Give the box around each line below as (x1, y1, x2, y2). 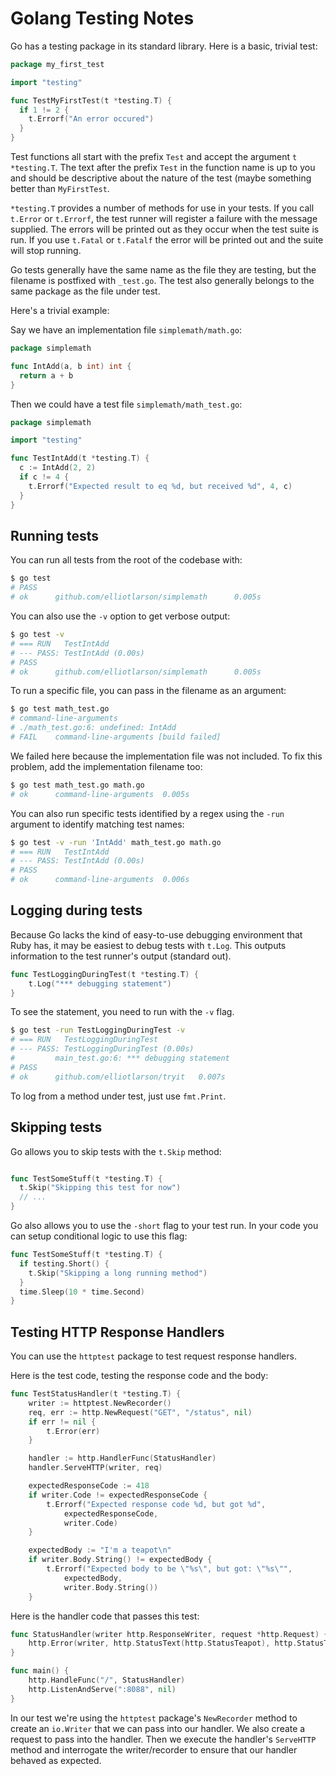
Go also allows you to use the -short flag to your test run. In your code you (10, 1220, 319, 1231)
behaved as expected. (10, 1754, 102, 1766)
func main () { (10, 1666, 70, 1676)
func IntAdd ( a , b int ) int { (10, 361, 132, 371)
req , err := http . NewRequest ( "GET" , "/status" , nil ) (28, 1407, 253, 1417)
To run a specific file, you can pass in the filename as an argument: (10, 685, 287, 697)
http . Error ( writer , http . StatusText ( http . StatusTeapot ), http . (28, 1638, 298, 1649)
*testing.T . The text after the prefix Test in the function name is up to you (10, 162, 316, 174)
